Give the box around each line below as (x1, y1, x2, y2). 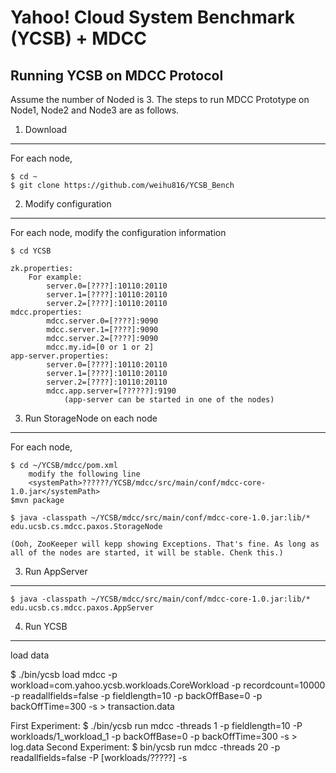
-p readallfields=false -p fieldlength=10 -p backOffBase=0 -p (10, 690, 263, 701)
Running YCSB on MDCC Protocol (10, 67, 224, 84)
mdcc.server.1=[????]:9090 (46, 325, 159, 335)
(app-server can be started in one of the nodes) (63, 395, 275, 405)
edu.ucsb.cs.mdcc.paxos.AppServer (10, 603, 155, 613)
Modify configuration (24, 198, 112, 210)
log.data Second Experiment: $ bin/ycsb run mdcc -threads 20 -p (10, 741, 281, 753)
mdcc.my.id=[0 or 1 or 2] (46, 342, 155, 352)
